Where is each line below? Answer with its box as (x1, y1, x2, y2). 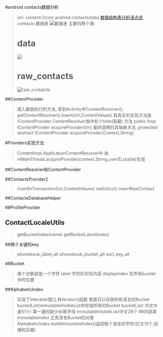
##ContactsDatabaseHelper (5, 195, 61, 201)
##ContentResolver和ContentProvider (5, 167, 81, 172)
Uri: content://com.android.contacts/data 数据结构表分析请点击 (17, 15, 143, 20)
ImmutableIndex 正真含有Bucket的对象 (17, 315, 94, 320)
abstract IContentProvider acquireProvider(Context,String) (17, 130, 134, 135)
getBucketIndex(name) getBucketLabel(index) (17, 231, 109, 237)
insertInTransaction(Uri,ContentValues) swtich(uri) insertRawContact (17, 185, 155, 191)
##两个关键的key (5, 241, 39, 247)
